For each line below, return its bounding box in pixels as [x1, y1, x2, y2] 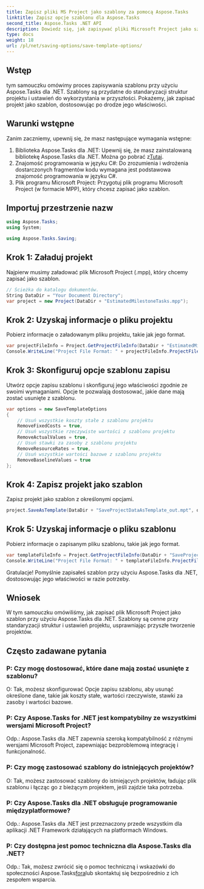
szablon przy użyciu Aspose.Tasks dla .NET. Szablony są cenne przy [6, 615, 179, 623]
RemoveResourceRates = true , [17, 445, 91, 452]
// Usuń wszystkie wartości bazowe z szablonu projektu [17, 451, 162, 457]
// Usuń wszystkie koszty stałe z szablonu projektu [17, 417, 154, 423]
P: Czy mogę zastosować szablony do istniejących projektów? [6, 763, 194, 772]
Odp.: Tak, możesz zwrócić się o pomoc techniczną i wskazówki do [6, 863, 175, 870]
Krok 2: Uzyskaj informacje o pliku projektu [6, 314, 173, 325]
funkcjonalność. [6, 748, 47, 755]
